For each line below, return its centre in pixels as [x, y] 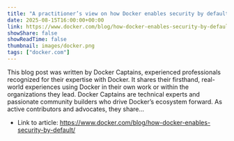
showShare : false [32, 33]
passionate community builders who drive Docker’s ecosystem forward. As [115, 101]
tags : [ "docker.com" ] [39, 53]
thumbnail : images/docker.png [51, 46]
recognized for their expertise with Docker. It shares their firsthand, [104, 79]
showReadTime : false [37, 40]
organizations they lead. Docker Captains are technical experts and [104, 94]
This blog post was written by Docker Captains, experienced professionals [114, 72]
